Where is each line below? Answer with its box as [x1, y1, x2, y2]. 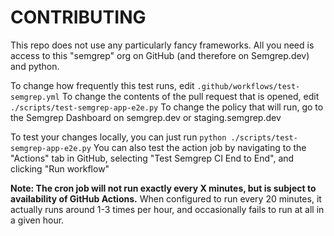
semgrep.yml [10, 92, 60, 102]
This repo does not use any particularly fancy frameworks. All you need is [10, 39, 315, 51]
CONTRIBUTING [10, 6, 147, 29]
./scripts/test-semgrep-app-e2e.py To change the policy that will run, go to [10, 101, 324, 113]
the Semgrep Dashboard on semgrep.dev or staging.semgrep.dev [10, 111, 282, 123]
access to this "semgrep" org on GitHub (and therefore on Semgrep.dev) [10, 49, 310, 61]
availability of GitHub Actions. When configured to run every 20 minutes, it [10, 192, 322, 205]
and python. [10, 60, 60, 72]
